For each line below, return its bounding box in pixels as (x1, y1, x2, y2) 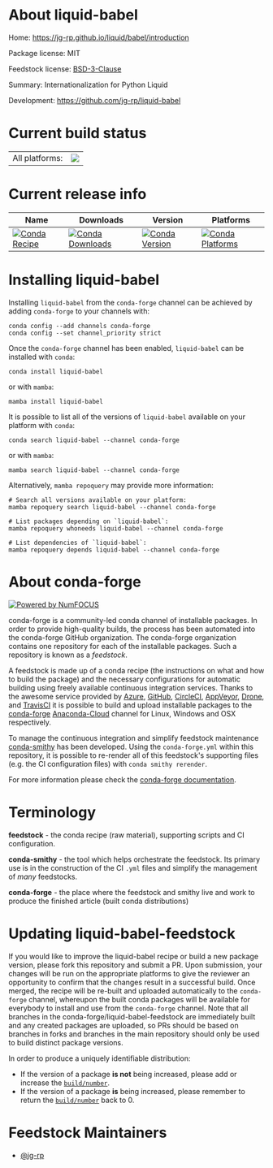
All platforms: (12, 152, 63, 163)
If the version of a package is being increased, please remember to (19, 1086, 245, 1096)
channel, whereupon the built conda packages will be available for (28, 994, 250, 1004)
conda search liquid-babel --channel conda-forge (8, 436, 180, 444)
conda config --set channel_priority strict (8, 329, 162, 337)
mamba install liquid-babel (8, 397, 104, 405)
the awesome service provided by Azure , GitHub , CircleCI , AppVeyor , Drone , (8, 691, 265, 701)
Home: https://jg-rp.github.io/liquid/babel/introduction (8, 32, 189, 42)
